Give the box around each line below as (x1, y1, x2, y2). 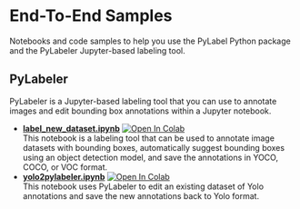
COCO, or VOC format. (22, 161, 108, 173)
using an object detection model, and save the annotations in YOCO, (22, 152, 279, 163)
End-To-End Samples (9, 5, 173, 26)
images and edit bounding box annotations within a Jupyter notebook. (9, 105, 272, 116)
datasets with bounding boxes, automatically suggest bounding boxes (22, 142, 285, 153)
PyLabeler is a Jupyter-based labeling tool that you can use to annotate (9, 95, 277, 106)
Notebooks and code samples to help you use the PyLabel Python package (9, 35, 291, 46)
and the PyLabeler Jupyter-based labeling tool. (9, 45, 186, 55)
